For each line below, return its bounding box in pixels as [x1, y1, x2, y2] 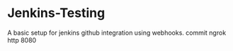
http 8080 [7, 35, 37, 44]
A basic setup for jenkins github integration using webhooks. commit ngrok [7, 28, 227, 37]
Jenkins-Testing [7, 5, 106, 21]
